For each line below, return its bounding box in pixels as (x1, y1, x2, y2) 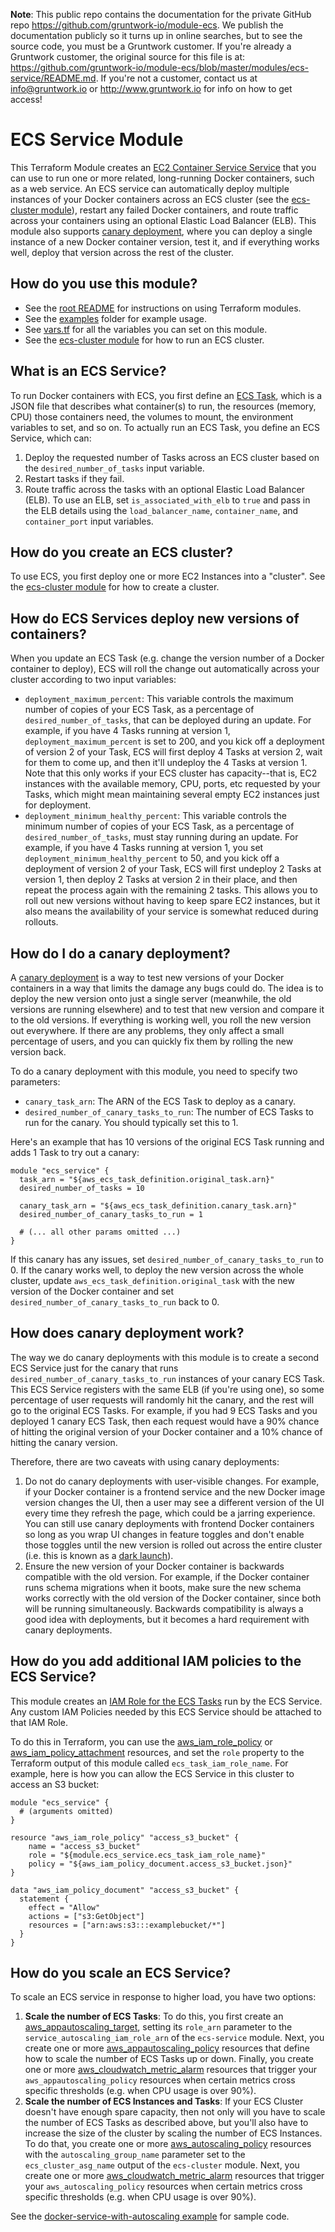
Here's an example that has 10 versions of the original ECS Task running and (10, 1136, 325, 1148)
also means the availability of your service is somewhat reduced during (24, 905, 319, 918)
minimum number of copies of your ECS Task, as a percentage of (24, 820, 295, 833)
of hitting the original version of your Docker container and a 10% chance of (10, 1425, 323, 1438)
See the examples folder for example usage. (24, 312, 207, 324)
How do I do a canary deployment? (10, 945, 231, 962)
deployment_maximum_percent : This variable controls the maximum (24, 693, 294, 705)
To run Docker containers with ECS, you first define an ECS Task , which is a (10, 389, 323, 401)
